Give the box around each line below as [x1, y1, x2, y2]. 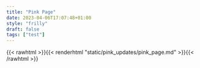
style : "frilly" [6, 20, 48, 26]
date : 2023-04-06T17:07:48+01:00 [6, 15, 92, 21]
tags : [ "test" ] [6, 32, 45, 38]
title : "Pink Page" [6, 9, 56, 15]
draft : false [6, 26, 40, 32]
